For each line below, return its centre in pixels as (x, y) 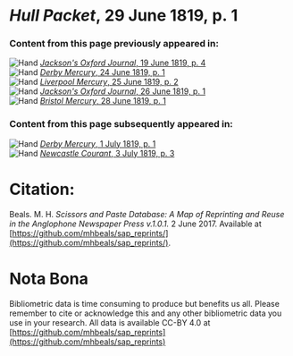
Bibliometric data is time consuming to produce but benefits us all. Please (144, 303)
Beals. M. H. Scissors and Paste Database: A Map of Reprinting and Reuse (147, 214)
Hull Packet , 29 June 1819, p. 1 (124, 16)
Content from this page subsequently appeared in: (121, 124)
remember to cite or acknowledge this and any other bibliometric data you (146, 313)
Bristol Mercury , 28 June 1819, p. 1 (103, 101)
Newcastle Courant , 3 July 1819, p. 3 (107, 153)
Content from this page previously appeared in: (114, 44)
